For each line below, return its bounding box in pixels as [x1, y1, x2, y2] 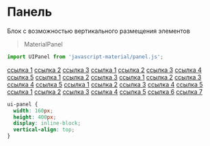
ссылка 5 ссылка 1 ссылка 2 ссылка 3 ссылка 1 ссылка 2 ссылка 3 [7, 73, 202, 81]
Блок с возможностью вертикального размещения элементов [7, 27, 190, 35]
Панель [7, 4, 53, 20]
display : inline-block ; [13, 120, 81, 127]
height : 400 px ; [13, 114, 57, 121]
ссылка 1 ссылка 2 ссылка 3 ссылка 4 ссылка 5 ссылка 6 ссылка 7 [7, 87, 203, 96]
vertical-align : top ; [13, 126, 75, 134]
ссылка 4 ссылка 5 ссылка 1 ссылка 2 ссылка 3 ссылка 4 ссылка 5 [7, 80, 203, 88]
